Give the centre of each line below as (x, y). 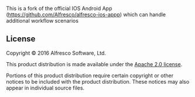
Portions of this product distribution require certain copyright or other (90, 76)
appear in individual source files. (45, 88)
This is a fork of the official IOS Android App (59, 8)
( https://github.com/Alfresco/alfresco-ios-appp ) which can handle (86, 15)
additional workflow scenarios (42, 21)
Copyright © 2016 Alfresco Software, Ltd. (56, 53)
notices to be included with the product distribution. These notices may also (98, 81)
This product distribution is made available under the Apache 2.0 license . (94, 64)
